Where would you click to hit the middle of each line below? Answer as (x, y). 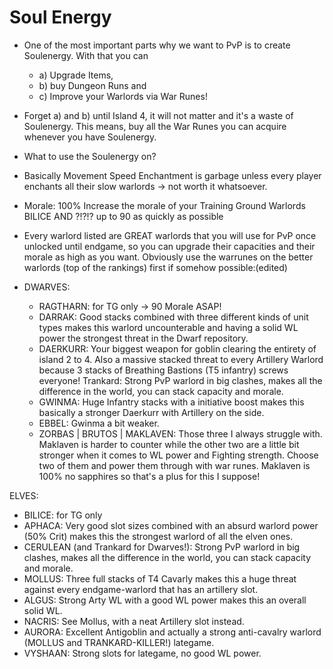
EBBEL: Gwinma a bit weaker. (99, 423)
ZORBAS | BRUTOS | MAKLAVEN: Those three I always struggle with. (180, 433)
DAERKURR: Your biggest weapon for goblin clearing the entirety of (177, 348)
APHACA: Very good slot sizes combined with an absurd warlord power (171, 525)
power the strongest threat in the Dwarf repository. (143, 338)
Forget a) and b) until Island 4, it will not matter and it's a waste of (158, 115)
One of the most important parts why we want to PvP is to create (157, 45)
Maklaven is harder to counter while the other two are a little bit (169, 444)
